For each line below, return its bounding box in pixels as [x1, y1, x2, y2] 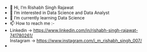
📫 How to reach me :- [9, 20, 55, 26]
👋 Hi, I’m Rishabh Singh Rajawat [9, 5, 74, 10]
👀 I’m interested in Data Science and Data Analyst [9, 10, 110, 16]
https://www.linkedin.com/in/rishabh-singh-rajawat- [33, 27, 138, 33]
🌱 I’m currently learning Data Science [9, 15, 85, 20]
